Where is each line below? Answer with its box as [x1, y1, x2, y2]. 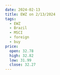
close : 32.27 [9, 62, 36, 67]
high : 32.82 [9, 53, 34, 58]
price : [5, 44, 19, 49]
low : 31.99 [9, 58, 32, 63]
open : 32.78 [9, 48, 34, 53]
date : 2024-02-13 [5, 7, 40, 12]
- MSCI [9, 30, 23, 35]
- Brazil [9, 26, 27, 31]
